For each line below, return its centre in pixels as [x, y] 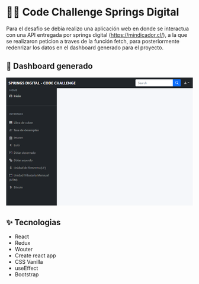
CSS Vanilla [29, 262]
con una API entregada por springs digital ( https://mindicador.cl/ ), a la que [97, 34]
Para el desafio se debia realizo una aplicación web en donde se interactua [98, 29]
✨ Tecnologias [33, 222]
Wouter [24, 250]
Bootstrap [27, 274]
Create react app [35, 255]
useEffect [26, 268]
